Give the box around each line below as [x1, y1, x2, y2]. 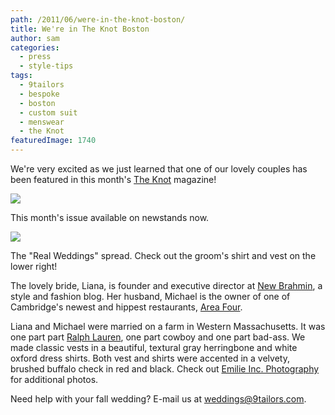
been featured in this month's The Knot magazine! [10, 174, 217, 185]
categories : [10, 42, 60, 53]
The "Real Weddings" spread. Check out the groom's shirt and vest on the [10, 250, 317, 261]
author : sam [10, 33, 60, 43]
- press [19, 52, 52, 62]
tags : [10, 71, 33, 81]
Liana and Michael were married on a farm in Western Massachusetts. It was [10, 321, 326, 332]
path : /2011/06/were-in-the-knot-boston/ [10, 14, 186, 25]
